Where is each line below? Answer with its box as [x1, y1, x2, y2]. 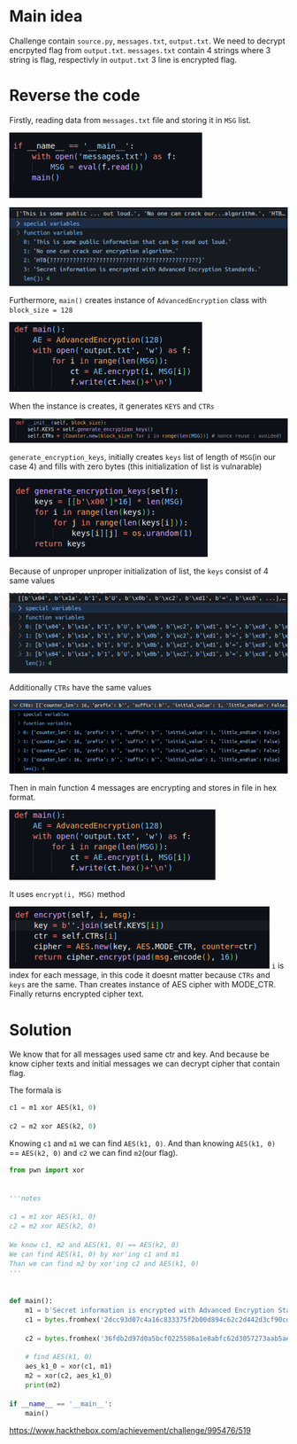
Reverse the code [9, 86, 141, 105]
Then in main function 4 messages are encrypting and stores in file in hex [9, 783, 277, 793]
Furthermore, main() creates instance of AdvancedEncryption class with [9, 295, 267, 306]
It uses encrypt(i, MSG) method [9, 889, 126, 900]
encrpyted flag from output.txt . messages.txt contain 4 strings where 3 [9, 44, 271, 55]
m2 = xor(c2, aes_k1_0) [25, 1371, 113, 1380]
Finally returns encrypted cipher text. [9, 988, 144, 999]
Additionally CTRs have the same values [9, 682, 152, 692]
